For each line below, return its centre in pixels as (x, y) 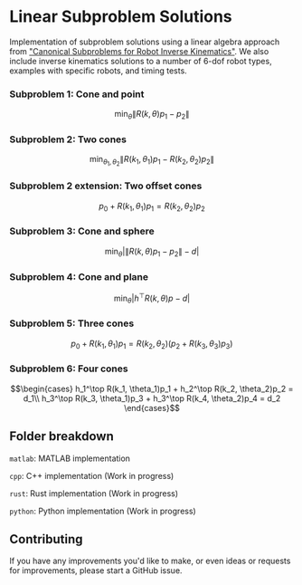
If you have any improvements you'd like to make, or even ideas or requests (150, 561)
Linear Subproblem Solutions (121, 17)
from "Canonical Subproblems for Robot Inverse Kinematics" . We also (139, 51)
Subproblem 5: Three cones (72, 323)
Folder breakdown (62, 436)
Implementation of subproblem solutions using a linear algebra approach (145, 42)
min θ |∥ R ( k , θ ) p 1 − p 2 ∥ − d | (152, 252)
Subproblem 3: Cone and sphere (82, 231)
